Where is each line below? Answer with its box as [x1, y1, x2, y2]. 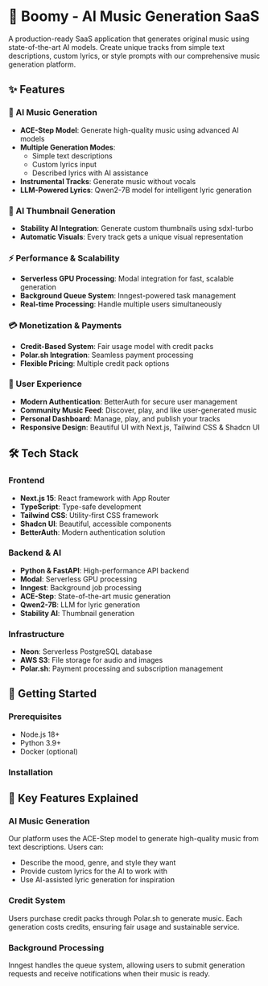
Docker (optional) [19, 746, 78, 756]
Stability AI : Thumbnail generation [19, 608, 135, 618]
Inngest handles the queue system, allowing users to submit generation [8, 960, 245, 970]
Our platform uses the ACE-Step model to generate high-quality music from [8, 834, 259, 844]
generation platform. [8, 60, 76, 69]
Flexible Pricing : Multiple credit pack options [19, 358, 170, 368]
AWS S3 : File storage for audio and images [19, 655, 163, 665]
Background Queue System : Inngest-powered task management [19, 291, 237, 301]
